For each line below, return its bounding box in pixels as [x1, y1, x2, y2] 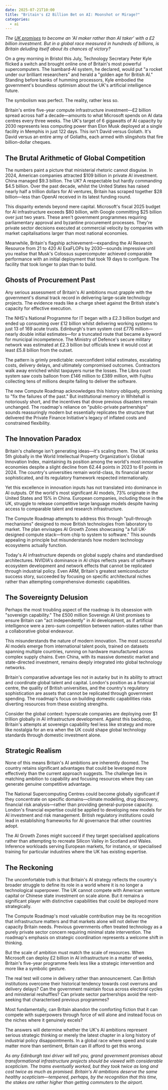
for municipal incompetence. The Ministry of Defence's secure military [5, 336, 151, 342]
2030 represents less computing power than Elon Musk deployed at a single [5, 123, 162, 129]
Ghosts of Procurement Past [5, 276, 95, 285]
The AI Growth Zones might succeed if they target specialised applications [5, 833, 159, 839]
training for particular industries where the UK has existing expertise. [5, 849, 147, 855]
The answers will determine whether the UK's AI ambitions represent [5, 1027, 147, 1033]
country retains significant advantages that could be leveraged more [5, 765, 147, 771]
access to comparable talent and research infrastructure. [5, 506, 123, 512]
